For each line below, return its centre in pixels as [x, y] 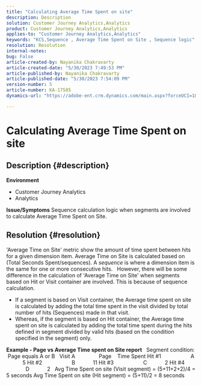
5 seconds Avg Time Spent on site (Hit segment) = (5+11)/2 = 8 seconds [96, 375]
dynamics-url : [24, 96]
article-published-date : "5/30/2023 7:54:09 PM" [68, 79]
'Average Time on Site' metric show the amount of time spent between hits [99, 250]
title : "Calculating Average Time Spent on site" [70, 12]
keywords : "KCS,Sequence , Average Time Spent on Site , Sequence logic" [101, 40]
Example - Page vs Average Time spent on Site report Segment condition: [101, 350]
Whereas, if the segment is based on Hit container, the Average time [99, 319]
